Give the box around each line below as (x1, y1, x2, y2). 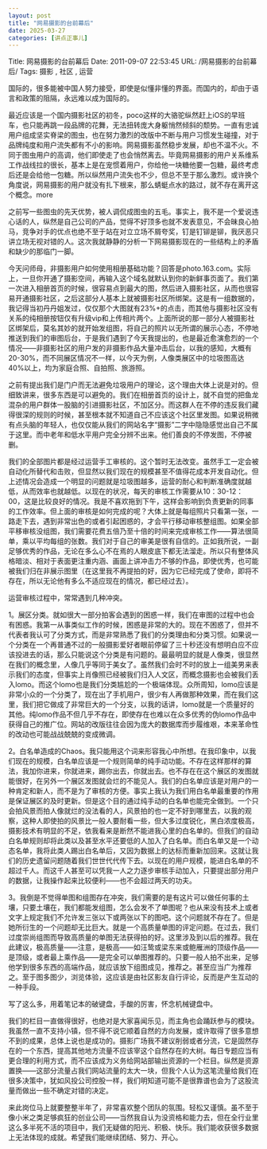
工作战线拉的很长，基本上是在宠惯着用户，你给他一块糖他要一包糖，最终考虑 (8, 160, 259, 170)
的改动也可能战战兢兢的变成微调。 (8, 729, 120, 739)
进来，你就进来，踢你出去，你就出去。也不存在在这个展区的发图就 (42, 766, 259, 776)
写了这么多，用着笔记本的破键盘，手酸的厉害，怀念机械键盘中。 (8, 999, 217, 1009)
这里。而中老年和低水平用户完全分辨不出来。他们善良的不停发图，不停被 (14, 430, 252, 440)
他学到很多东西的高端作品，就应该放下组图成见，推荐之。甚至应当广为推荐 (8, 963, 252, 972)
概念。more (14, 190, 53, 200)
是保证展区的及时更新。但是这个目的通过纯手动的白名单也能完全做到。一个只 (8, 796, 259, 806)
